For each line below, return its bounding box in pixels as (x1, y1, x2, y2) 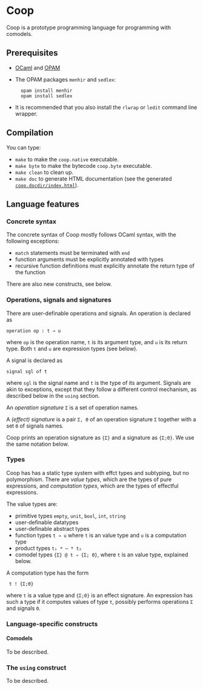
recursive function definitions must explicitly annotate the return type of (15, 262, 195, 269)
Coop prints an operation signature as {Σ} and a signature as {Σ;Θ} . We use (6, 434, 195, 441)
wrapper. (15, 110, 38, 117)
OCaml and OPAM (15, 64, 61, 71)
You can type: (6, 144, 41, 151)
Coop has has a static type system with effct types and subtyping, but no (6, 469, 189, 476)
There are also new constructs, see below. (6, 280, 112, 288)
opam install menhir (21, 88, 73, 94)
